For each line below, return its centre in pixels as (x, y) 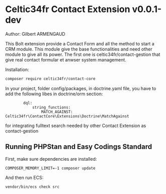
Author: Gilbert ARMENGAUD (35, 34)
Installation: (17, 70)
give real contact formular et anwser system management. (66, 59)
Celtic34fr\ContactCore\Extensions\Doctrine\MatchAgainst (67, 116)
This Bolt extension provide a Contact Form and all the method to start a (80, 43)
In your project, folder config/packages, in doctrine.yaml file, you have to (81, 88)
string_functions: (51, 107)
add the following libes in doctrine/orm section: (54, 94)
